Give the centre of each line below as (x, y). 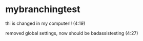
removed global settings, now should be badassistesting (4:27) (72, 33)
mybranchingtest (43, 9)
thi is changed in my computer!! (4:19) (45, 23)
